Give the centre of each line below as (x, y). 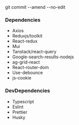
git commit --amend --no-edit (35, 7)
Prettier (20, 112)
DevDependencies (28, 91)
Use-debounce (27, 73)
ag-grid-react (26, 62)
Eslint (18, 107)
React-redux (25, 41)
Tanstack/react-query (34, 52)
